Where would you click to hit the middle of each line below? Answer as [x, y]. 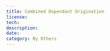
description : [22, 28]
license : [17, 17]
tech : [13, 22]
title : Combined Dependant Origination [55, 11]
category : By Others [32, 39]
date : [13, 33]
